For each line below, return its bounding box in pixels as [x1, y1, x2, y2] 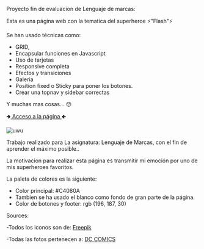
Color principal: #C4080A [15, 187, 81, 194]
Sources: [6, 212, 29, 219]
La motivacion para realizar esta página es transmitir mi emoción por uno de [6, 157, 198, 164]
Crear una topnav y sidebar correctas [15, 88, 110, 96]
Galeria [15, 76, 34, 83]
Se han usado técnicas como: [6, 32, 81, 38]
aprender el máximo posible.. [6, 145, 80, 152]
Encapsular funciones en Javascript [15, 50, 106, 57]
